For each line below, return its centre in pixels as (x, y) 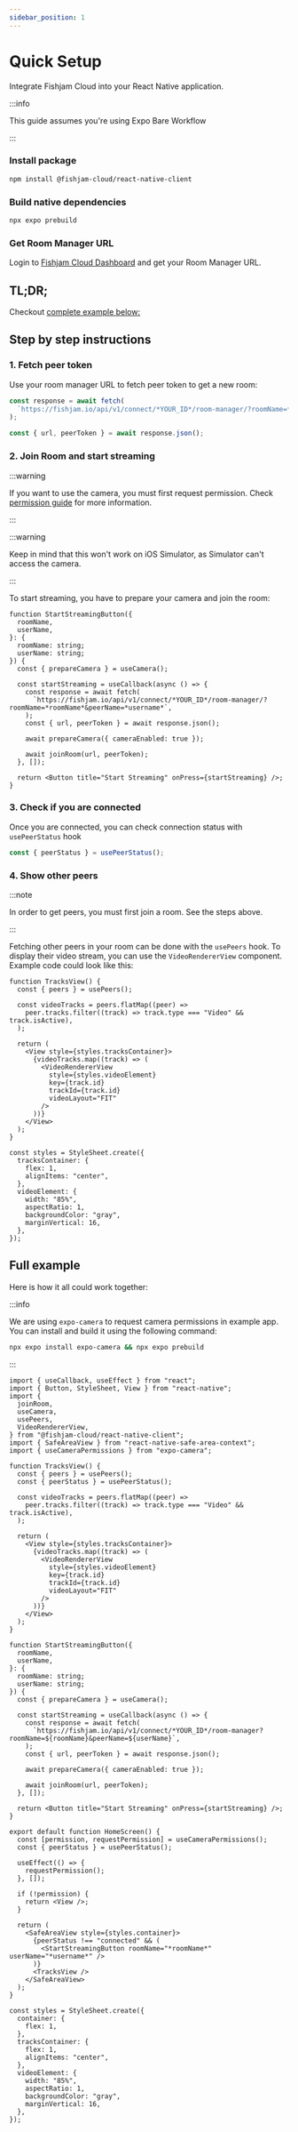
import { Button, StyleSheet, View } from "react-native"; (121, 1388)
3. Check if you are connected (75, 807)
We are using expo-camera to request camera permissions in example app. (144, 1321)
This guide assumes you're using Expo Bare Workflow (108, 120)
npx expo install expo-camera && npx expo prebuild (106, 1347)
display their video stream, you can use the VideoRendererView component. (145, 956)
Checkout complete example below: (74, 312)
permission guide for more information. (81, 502)
